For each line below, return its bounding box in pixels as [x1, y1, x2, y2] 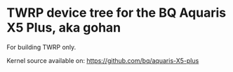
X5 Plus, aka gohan [6, 20, 121, 36]
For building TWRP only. [6, 43, 76, 51]
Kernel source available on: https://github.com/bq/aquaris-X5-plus [6, 56, 199, 64]
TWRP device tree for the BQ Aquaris [6, 5, 226, 21]
